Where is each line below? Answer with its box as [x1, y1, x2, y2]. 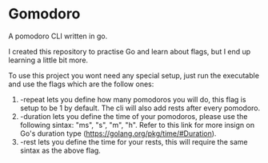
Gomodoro [8, 5, 81, 23]
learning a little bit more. [8, 55, 89, 65]
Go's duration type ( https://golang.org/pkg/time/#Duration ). [19, 129, 217, 138]
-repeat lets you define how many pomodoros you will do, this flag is [19, 94, 246, 104]
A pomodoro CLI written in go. [8, 31, 108, 41]
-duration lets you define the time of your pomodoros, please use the [19, 111, 248, 121]
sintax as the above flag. [19, 145, 102, 155]
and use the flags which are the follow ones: [8, 79, 154, 89]
